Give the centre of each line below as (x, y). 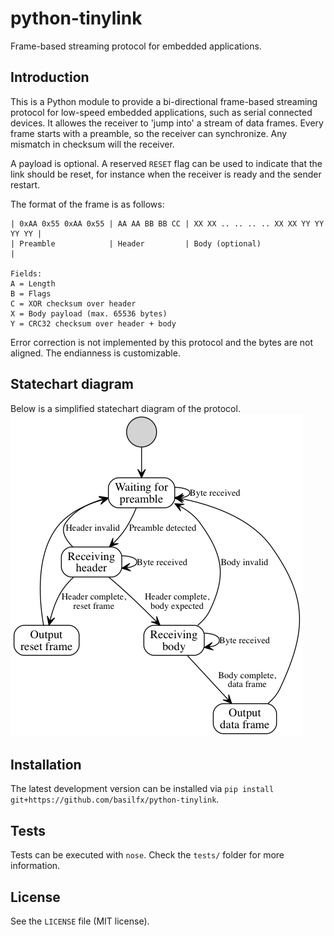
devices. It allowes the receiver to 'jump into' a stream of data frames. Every (167, 123)
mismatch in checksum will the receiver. (92, 144)
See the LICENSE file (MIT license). (80, 921)
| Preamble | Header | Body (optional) (136, 243)
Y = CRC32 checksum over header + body (93, 323)
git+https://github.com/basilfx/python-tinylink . (115, 799)
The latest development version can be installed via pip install (142, 789)
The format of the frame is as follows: (87, 204)
